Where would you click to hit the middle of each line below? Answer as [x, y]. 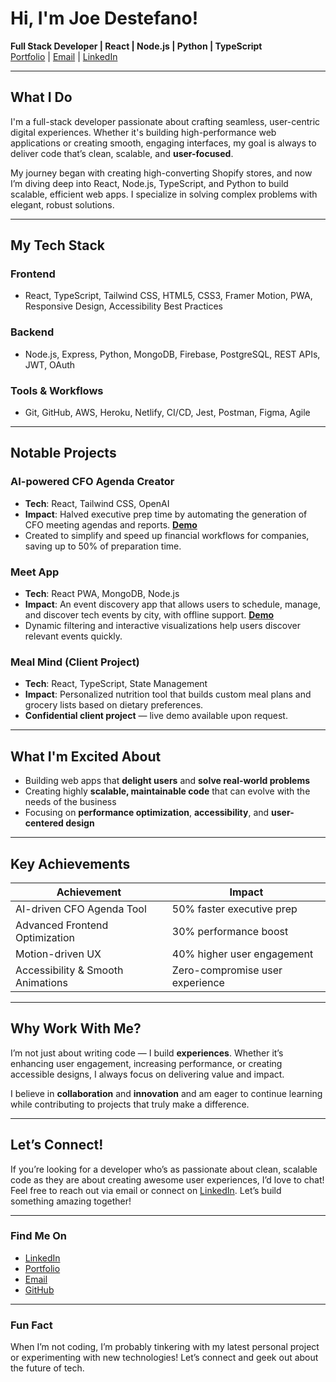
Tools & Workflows [57, 390]
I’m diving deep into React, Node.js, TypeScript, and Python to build [149, 183]
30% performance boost [230, 931]
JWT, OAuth [50, 364]
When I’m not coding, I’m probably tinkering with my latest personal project [165, 1347]
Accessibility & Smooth [69, 970]
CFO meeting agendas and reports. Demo [111, 524]
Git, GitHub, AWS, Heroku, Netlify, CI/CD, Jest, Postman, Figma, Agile [167, 413]
